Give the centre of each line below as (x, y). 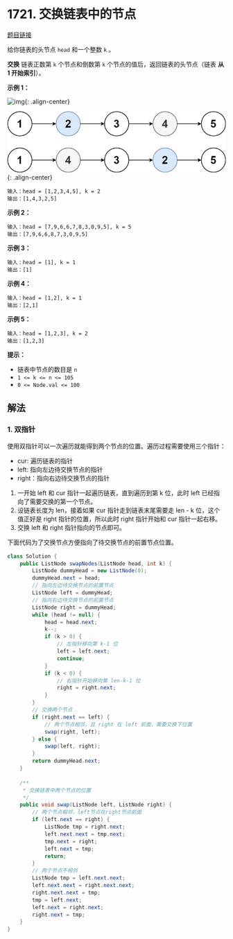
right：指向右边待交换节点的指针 (63, 478)
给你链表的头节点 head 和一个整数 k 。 (61, 49)
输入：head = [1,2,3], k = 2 (48, 334)
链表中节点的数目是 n (47, 369)
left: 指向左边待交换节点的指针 (60, 469)
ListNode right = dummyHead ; (74, 608)
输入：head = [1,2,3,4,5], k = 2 (54, 191)
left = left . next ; (83, 651)
